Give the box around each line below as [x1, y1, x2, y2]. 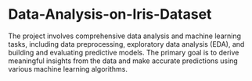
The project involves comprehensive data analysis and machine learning [8, 31, 241, 40]
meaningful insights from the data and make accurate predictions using [8, 56, 239, 65]
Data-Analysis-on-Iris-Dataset [8, 5, 212, 23]
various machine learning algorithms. [8, 64, 128, 73]
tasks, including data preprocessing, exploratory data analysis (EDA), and [8, 39, 245, 48]
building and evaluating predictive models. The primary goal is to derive [8, 48, 239, 57]
